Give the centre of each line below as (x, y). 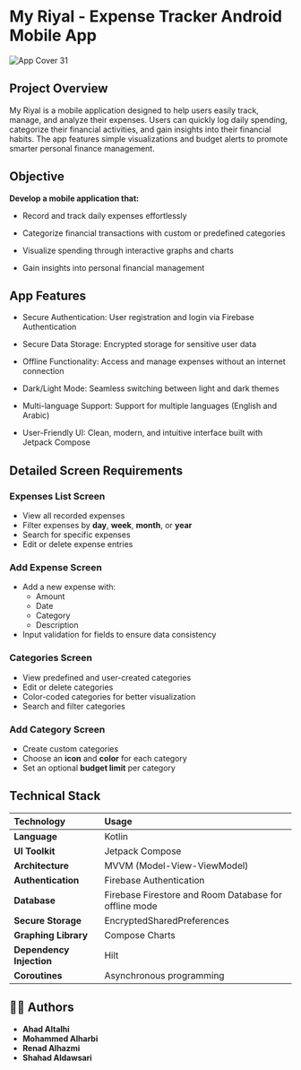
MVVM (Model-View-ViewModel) (176, 866)
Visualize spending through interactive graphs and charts (128, 250)
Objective (37, 177)
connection (43, 371)
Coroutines (38, 975)
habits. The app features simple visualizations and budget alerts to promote (149, 139)
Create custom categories (70, 748)
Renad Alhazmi (51, 1048)
